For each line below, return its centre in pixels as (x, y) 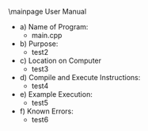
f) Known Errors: (46, 111)
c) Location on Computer (60, 60)
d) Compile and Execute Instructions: (80, 77)
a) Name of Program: (54, 27)
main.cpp (47, 35)
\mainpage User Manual (47, 12)
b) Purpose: (39, 44)
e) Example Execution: (56, 94)
